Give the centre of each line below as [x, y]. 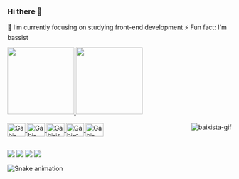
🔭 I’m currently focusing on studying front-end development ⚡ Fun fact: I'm [117, 27]
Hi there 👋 [25, 11]
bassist [18, 38]
